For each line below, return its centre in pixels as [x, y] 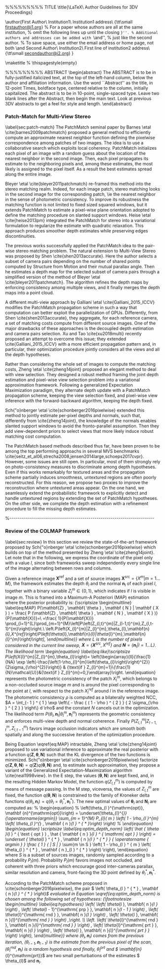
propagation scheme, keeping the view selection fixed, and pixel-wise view [81, 395]
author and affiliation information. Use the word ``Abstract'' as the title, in [79, 83]
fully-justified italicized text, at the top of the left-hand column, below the [79, 78]
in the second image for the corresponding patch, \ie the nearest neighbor [81, 194]
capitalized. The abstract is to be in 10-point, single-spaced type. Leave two [82, 93]
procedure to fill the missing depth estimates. [51, 509]
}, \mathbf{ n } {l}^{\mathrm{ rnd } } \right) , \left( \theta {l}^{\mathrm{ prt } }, [82, 925]
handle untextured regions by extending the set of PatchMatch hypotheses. [82, 498]
